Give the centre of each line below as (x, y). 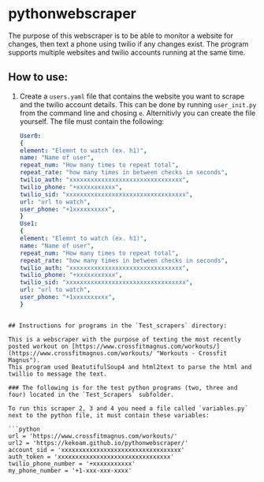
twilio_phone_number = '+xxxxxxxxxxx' (72, 463)
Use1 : (28, 224)
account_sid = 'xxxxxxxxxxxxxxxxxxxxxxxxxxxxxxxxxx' (97, 450)
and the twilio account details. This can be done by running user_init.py (138, 104)
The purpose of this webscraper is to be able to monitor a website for (121, 35)
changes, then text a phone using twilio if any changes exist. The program (128, 43)
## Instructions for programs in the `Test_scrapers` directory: (117, 325)
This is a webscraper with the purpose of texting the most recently (125, 339)
